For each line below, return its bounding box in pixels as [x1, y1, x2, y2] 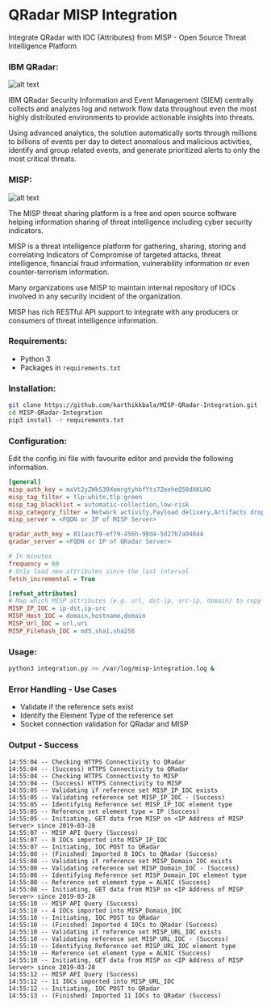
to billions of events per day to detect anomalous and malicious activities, [8, 137, 252, 146]
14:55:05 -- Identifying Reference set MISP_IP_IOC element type [8, 800, 232, 808]
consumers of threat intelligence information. [8, 316, 159, 325]
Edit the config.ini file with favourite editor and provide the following [8, 454, 234, 464]
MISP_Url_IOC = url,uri [8, 620, 89, 628]
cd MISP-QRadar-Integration [8, 409, 103, 417]
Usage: [8, 646, 38, 657]
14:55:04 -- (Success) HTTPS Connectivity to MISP [8, 779, 182, 787]
